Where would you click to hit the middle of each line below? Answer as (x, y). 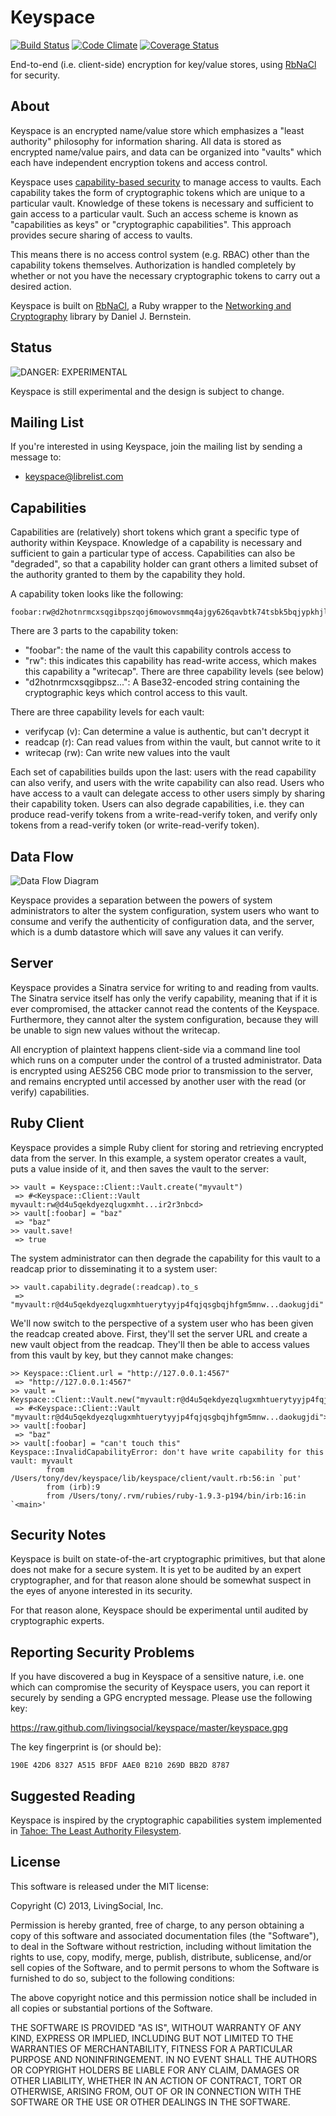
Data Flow (42, 856)
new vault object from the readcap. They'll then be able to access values (160, 1344)
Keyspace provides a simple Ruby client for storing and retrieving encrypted (167, 1147)
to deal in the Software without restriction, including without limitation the (161, 1946)
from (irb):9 (73, 1487)
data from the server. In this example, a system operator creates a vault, (158, 1158)
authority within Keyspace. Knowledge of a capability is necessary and (156, 543)
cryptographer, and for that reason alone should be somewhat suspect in (161, 1580)
